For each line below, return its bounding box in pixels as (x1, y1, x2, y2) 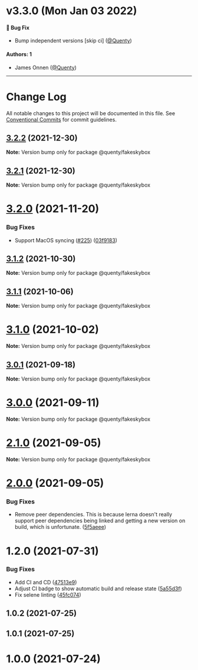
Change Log (6, 90, 67, 103)
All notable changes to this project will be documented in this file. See (6, 109, 176, 116)
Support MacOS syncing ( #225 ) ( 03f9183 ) (14, 236, 118, 243)
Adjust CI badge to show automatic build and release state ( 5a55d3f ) (14, 585, 183, 592)
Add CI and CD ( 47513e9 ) (14, 578, 77, 586)
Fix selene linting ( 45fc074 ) (14, 591, 81, 598)
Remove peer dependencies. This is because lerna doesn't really (14, 511, 173, 518)
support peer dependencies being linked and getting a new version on (14, 517, 186, 524)
